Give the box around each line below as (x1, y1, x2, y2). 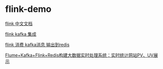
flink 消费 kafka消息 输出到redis (5, 41, 70, 48)
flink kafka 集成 (5, 31, 37, 37)
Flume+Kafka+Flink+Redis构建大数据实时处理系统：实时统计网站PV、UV (5, 52, 154, 58)
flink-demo (5, 3, 52, 15)
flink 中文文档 (5, 20, 33, 26)
